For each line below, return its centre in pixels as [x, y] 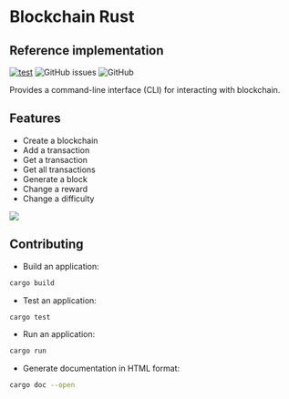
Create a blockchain [60, 140]
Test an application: [60, 300]
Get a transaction [55, 159]
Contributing [46, 245]
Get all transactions [59, 169]
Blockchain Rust [72, 17]
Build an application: [61, 266]
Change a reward [55, 189]
